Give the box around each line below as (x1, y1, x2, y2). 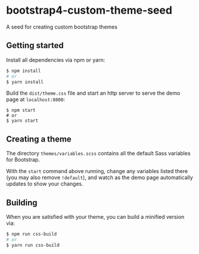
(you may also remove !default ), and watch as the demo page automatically (6, 174, 193, 181)
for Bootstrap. (6, 156, 40, 164)
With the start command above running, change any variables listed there (6, 168, 188, 175)
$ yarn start (6, 118, 39, 124)
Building (6, 197, 37, 208)
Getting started (6, 40, 64, 51)
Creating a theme (6, 134, 72, 144)
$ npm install (6, 68, 42, 74)
